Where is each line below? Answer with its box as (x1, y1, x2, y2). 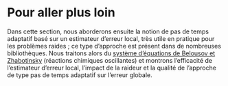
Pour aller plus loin (7, 5, 115, 20)
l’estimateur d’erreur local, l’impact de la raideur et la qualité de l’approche (7, 63, 216, 72)
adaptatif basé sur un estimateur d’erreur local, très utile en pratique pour (7, 34, 215, 42)
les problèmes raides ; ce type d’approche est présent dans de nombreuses (7, 42, 222, 50)
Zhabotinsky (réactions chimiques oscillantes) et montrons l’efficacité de (7, 56, 213, 64)
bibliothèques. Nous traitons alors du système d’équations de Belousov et (7, 49, 216, 57)
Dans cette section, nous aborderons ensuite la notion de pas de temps (7, 27, 209, 35)
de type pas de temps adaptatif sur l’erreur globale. (7, 70, 152, 79)
